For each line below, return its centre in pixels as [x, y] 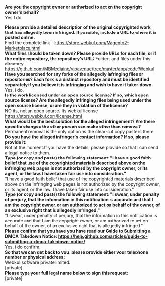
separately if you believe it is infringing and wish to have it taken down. [79, 85]
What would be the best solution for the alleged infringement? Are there [80, 121]
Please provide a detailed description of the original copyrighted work [78, 27]
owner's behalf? [22, 12]
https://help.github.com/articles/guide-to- [103, 236]
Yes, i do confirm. [23, 247]
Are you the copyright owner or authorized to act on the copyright [74, 7]
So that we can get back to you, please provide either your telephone [77, 252]
